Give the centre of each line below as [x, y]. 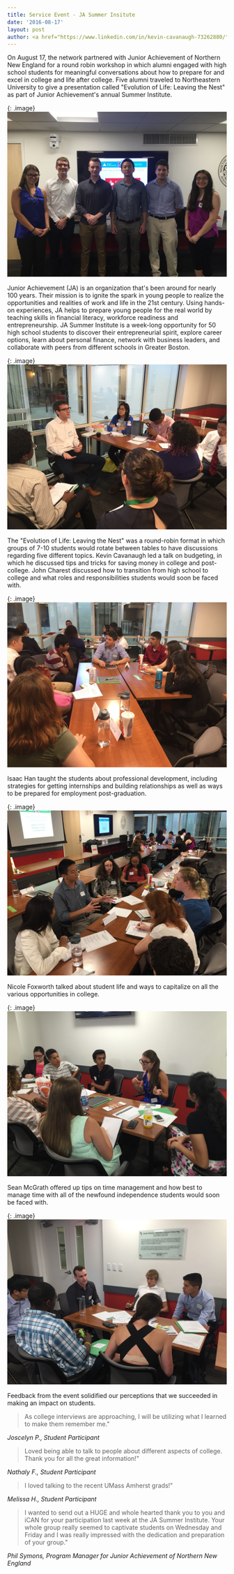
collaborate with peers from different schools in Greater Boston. [99, 347]
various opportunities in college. [53, 994]
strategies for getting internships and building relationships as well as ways [115, 786]
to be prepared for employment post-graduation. [77, 793]
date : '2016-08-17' [36, 22]
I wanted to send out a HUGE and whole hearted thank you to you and [124, 1513]
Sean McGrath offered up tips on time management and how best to [105, 1188]
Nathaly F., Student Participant [52, 1472]
